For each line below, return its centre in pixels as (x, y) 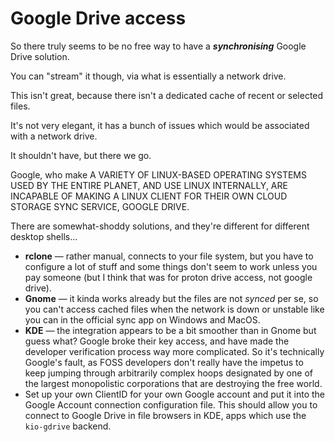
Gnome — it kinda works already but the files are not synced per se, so (171, 298)
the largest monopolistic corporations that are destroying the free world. (173, 383)
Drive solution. (40, 56)
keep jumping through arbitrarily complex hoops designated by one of (168, 373)
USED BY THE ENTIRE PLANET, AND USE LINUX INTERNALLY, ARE (149, 185)
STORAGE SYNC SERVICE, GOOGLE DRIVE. (100, 206)
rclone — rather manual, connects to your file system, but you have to (169, 256)
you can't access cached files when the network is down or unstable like (174, 309)
